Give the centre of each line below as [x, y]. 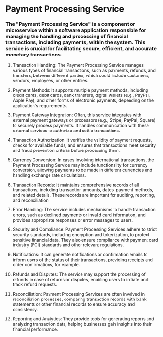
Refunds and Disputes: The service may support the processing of [79, 274]
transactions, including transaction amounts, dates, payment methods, [83, 190]
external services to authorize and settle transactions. [66, 131]
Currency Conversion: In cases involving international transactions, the [83, 160]
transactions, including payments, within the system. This [75, 42]
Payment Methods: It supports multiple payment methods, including [80, 90]
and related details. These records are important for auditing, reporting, [84, 195]
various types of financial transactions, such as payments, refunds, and [84, 70]
